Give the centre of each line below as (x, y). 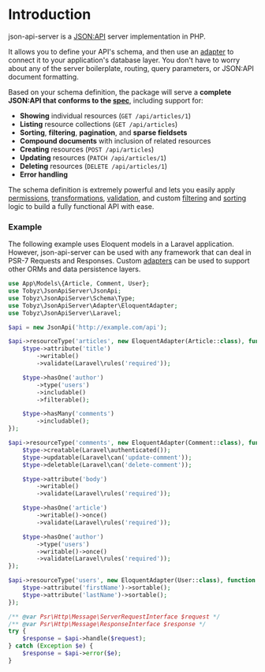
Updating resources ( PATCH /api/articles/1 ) (93, 157)
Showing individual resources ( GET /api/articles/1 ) (105, 115)
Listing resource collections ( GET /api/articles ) (99, 124)
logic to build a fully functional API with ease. (81, 206)
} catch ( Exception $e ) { (50, 646)
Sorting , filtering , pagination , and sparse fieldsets (103, 133)
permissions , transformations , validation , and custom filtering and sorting (127, 198)
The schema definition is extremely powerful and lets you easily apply (121, 189)
